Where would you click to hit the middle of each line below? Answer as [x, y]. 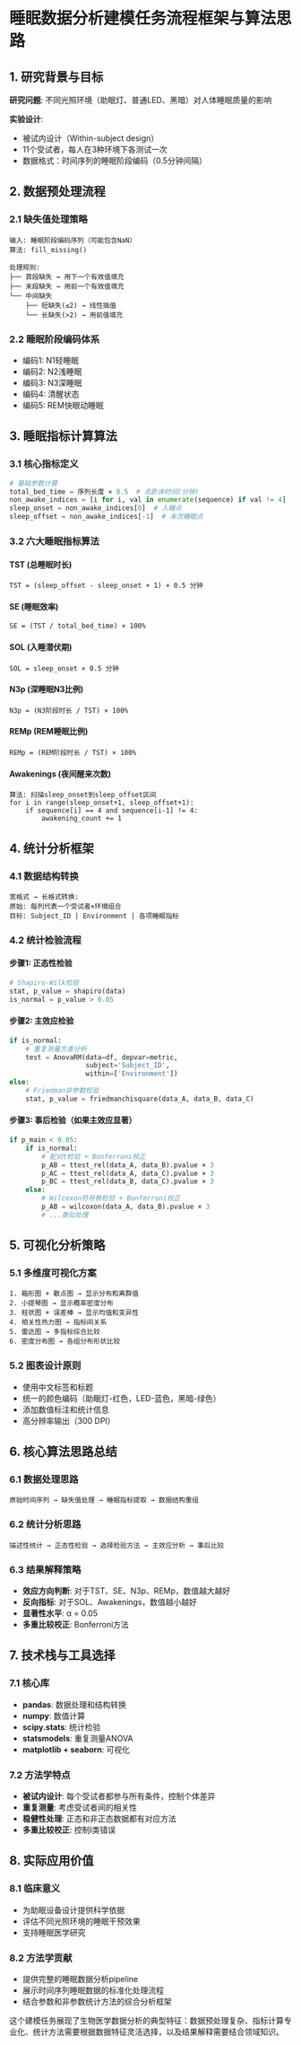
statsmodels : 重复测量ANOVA [77, 1738]
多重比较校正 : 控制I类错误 [69, 1830]
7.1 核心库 [30, 1683]
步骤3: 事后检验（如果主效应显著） [73, 1120]
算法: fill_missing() [48, 250]
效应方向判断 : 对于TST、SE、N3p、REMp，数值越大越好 [126, 1591]
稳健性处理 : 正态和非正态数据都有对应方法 [99, 1819]
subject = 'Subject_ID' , [128, 1066]
